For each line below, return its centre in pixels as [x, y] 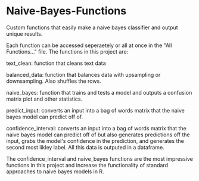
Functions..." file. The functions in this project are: [67, 51]
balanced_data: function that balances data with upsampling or [83, 74]
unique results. [24, 33]
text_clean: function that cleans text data [56, 63]
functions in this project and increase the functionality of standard [87, 165]
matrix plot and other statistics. [44, 99]
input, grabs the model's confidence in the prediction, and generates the [95, 141]
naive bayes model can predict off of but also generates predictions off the [98, 135]
